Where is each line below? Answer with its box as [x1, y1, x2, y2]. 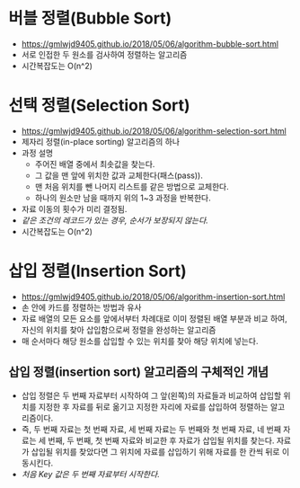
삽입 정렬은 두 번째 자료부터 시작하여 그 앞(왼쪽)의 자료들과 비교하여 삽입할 [21, 390, 282, 401]
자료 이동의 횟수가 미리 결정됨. [21, 203, 128, 214]
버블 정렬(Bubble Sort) [8, 8, 172, 29]
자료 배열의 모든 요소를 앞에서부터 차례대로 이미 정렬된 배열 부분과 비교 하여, [21, 313, 288, 324]
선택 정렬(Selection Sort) [8, 95, 190, 116]
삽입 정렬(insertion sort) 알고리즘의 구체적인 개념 [8, 365, 269, 380]
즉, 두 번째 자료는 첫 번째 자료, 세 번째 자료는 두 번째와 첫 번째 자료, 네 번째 [21, 423, 282, 434]
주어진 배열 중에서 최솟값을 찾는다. [34, 158, 155, 169]
